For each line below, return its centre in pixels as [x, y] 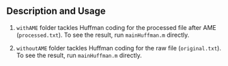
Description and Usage [56, 11]
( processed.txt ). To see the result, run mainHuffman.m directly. [103, 35]
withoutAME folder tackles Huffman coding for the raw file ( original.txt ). [118, 48]
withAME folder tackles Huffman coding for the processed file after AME [116, 27]
